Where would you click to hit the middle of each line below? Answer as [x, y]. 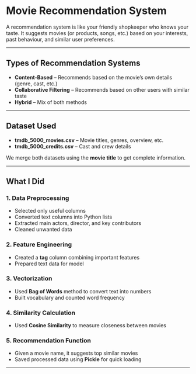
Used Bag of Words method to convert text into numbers [83, 291]
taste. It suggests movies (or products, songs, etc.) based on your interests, [97, 33]
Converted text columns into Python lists [63, 217]
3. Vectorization [29, 279]
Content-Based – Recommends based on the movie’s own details [93, 77]
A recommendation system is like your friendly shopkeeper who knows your [97, 27]
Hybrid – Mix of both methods [51, 102]
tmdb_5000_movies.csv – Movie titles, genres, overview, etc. [89, 140]
